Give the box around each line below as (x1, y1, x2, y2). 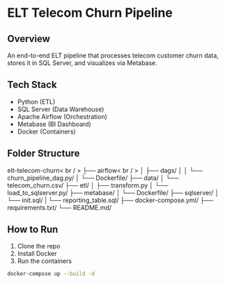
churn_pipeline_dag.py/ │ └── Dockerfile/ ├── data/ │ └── (7, 173, 179, 182)
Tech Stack (7, 79, 57, 91)
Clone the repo (17, 242, 61, 250)
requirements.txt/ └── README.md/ (7, 203, 112, 211)
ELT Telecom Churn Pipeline (7, 5, 173, 21)
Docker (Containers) (17, 127, 77, 136)
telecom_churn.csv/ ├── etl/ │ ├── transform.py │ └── (7, 180, 169, 190)
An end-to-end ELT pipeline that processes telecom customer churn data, (7, 51, 219, 59)
